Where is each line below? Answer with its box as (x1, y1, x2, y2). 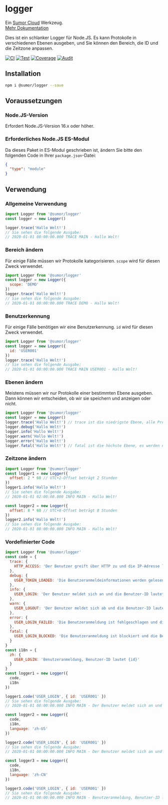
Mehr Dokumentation (5, 25, 49, 31)
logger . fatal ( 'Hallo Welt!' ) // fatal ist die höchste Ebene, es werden (5, 443, 160, 448)
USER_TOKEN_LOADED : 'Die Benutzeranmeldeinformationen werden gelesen (14, 578, 164, 583)
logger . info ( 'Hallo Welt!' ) (5, 429, 64, 434)
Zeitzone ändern (5, 455, 46, 462)
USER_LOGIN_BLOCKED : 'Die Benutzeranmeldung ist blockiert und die (14, 634, 157, 639)
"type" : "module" (9, 166, 46, 172)
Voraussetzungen (5, 97, 62, 105)
